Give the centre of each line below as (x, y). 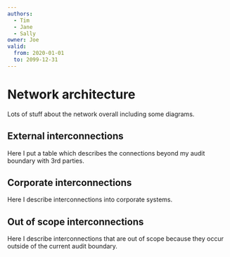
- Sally (25, 33)
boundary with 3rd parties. (46, 161)
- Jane (23, 27)
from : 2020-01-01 (39, 54)
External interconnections (66, 136)
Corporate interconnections (70, 183)
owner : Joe (23, 40)
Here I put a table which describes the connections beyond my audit (106, 153)
